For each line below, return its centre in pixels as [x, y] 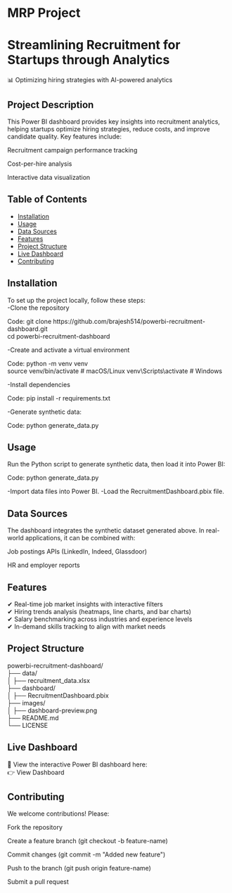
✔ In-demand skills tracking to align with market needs [87, 626]
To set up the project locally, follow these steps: [77, 300]
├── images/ [26, 703]
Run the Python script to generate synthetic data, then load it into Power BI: [116, 464]
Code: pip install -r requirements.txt [59, 398]
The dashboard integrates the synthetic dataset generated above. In [106, 530]
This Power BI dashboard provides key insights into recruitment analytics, [114, 122]
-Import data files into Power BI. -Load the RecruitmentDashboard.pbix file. [116, 491]
